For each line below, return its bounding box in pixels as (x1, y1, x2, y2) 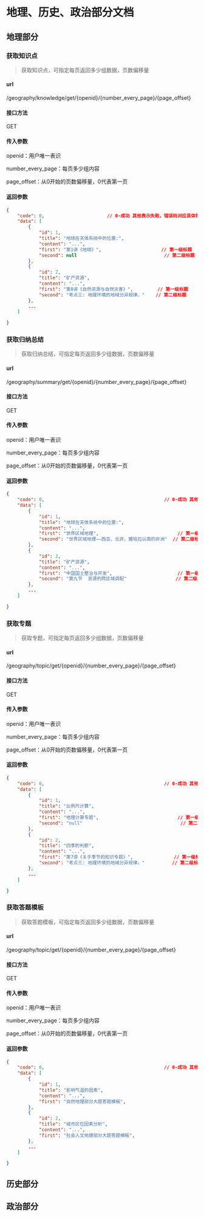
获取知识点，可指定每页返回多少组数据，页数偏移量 (21, 66, 149, 74)
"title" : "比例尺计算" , (38, 803, 95, 809)
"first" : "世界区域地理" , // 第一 (38, 531, 195, 537)
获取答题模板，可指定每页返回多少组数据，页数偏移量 (21, 918, 155, 926)
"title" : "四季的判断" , (38, 843, 95, 849)
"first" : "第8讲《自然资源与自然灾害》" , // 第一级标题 (38, 286, 189, 292)
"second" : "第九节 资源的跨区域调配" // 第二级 (38, 576, 198, 582)
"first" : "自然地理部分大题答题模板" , (38, 1098, 126, 1104)
